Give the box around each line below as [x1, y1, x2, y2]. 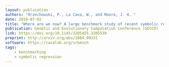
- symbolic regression [14, 54, 62, 59]
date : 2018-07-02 [5, 17, 42, 22]
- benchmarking [14, 49, 46, 54]
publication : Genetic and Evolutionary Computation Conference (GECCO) [5, 26, 158, 31]
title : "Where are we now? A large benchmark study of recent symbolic [5, 21, 158, 27]
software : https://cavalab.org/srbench [5, 40, 89, 45]
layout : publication [5, 7, 49, 13]
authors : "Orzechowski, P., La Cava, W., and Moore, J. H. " [5, 12, 136, 17]
